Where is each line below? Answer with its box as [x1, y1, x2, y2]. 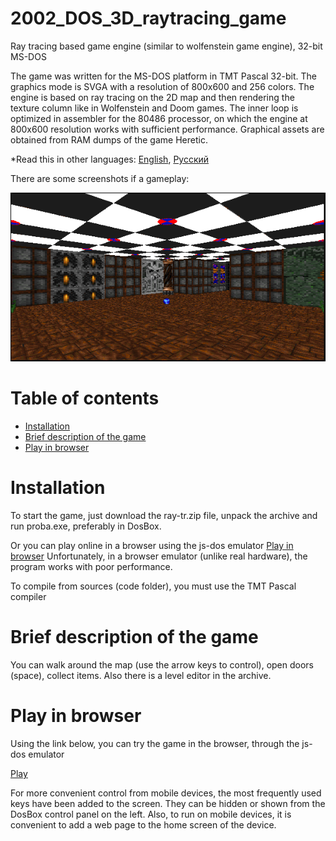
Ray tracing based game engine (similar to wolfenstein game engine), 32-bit [10, 40, 323, 52]
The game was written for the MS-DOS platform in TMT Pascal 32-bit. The [10, 70, 317, 82]
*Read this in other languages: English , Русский [10, 153, 210, 165]
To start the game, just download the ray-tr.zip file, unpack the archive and [10, 510, 318, 522]
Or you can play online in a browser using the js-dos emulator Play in [10, 540, 294, 552]
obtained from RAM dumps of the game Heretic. [10, 133, 208, 146]
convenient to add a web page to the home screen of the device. [10, 819, 277, 831]
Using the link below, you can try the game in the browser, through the [10, 738, 300, 750]
